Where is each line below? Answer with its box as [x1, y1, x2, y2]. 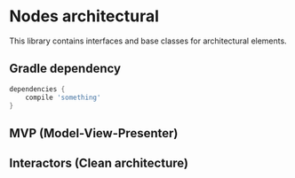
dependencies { [9, 84, 66, 94]
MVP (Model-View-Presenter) [9, 126, 179, 141]
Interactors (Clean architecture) [9, 156, 189, 171]
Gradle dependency [9, 61, 122, 76]
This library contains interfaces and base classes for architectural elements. [9, 35, 287, 46]
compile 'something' [25, 93, 101, 102]
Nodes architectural [9, 6, 160, 27]
